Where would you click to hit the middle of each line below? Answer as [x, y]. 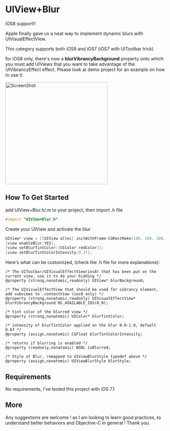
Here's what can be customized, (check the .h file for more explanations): [82, 262]
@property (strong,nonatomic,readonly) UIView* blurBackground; [75, 281]
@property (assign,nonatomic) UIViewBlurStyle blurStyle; [68, 361]
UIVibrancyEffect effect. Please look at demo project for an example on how [85, 69]
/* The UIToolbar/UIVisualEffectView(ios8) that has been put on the [81, 272]
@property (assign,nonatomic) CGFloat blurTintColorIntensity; [74, 334]
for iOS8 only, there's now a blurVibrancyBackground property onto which [84, 58]
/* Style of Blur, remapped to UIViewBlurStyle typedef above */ [76, 357]
